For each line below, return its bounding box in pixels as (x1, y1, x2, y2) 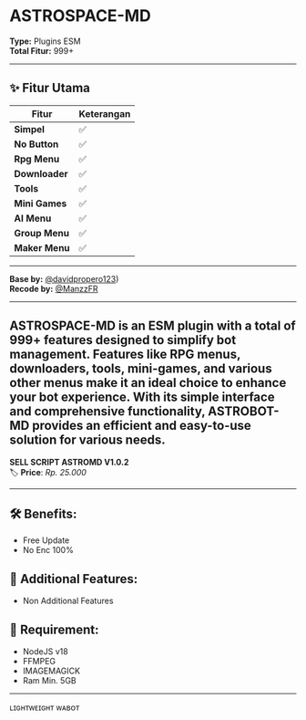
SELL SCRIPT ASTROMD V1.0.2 (9, 456, 129, 467)
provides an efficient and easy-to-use (31, 418, 252, 433)
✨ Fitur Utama (9, 80, 91, 96)
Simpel (14, 122, 46, 135)
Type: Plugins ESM (9, 36, 81, 47)
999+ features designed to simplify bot (9, 332, 237, 348)
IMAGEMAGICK (22, 665, 80, 676)
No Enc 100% (22, 545, 75, 556)
